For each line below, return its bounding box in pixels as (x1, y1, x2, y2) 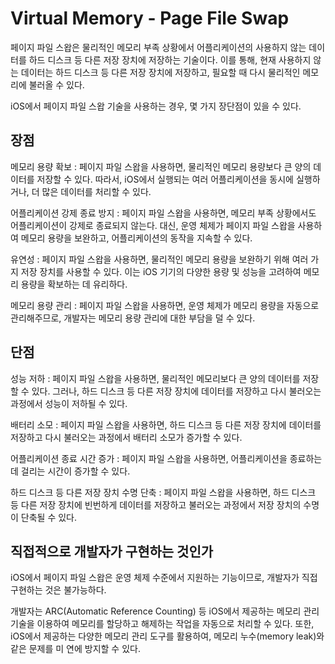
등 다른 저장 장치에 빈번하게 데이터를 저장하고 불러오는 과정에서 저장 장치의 (10, 498, 302, 511)
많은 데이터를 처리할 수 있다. (41, 185, 152, 197)
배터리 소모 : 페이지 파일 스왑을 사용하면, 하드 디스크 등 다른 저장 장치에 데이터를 (10, 418, 322, 431)
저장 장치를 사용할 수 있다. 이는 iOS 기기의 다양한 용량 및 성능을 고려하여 (20, 265, 302, 277)
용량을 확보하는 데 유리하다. (20, 278, 128, 290)
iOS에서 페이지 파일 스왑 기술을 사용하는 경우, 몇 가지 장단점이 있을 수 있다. (10, 100, 302, 112)
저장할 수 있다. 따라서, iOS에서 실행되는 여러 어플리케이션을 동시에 (36, 173, 294, 185)
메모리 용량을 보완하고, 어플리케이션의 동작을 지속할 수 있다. (20, 232, 253, 244)
